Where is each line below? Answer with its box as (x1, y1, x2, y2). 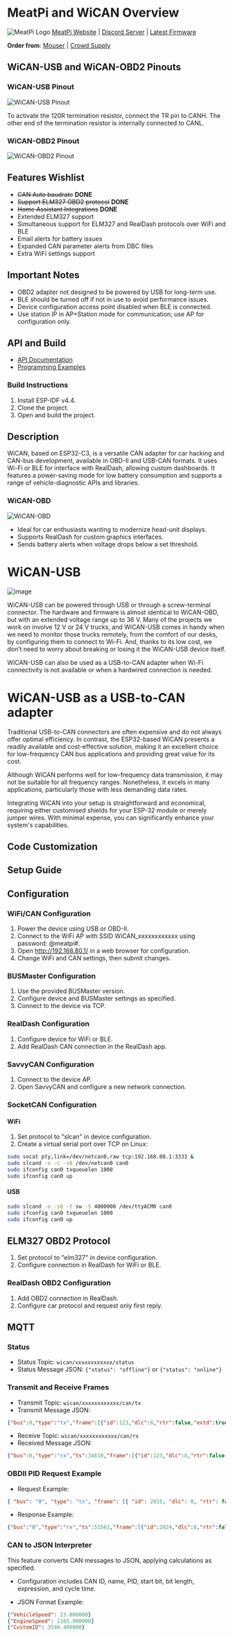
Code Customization (7, 841, 98, 853)
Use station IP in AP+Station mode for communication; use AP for (17, 310, 205, 318)
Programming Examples (17, 363, 86, 372)
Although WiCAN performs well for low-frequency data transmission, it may (7, 770, 223, 779)
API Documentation (17, 356, 73, 364)
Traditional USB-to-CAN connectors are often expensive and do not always (7, 727, 222, 736)
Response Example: (17, 1510, 74, 1519)
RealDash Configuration (7, 1019, 90, 1029)
